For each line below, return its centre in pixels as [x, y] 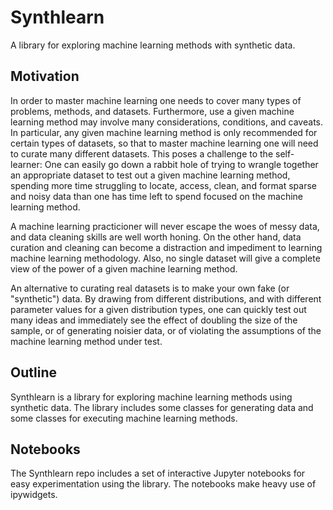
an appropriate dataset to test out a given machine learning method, [150, 175]
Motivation [45, 76]
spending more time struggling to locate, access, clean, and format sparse [163, 185]
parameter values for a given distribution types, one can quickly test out [158, 309]
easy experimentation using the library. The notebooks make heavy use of [163, 484]
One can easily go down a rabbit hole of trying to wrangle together [181, 164]
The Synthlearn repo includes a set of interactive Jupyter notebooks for [158, 473]
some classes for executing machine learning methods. [124, 418]
